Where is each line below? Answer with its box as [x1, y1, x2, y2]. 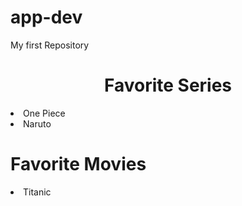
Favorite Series [103, 74, 233, 97]
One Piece [23, 107, 66, 119]
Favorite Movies [10, 153, 147, 176]
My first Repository [10, 39, 90, 51]
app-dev [10, 6, 83, 29]
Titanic [23, 186, 52, 198]
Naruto [23, 117, 52, 130]
